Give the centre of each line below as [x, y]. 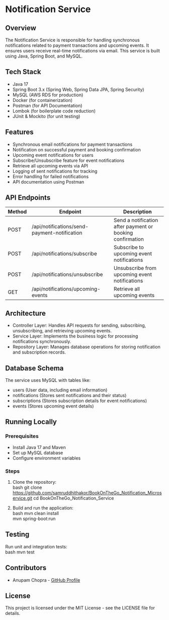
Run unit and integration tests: [36, 546]
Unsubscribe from [135, 268]
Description [137, 212]
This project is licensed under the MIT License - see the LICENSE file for [80, 608]
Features [19, 132]
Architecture [26, 313]
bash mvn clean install [36, 514]
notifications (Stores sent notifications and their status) [69, 396]
